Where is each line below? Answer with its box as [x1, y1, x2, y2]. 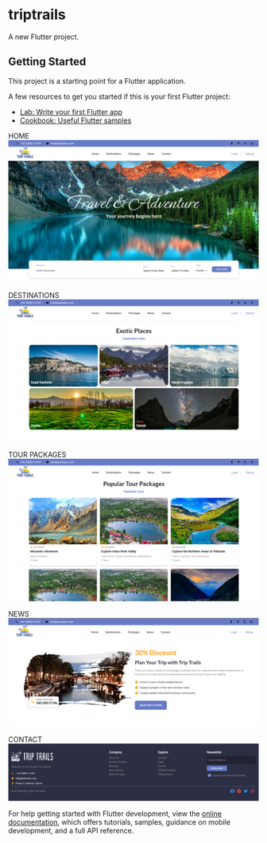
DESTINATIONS [8, 290, 60, 300]
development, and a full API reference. [8, 826, 134, 836]
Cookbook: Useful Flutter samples [19, 116, 132, 125]
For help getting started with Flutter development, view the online [8, 809, 222, 818]
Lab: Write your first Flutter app [19, 107, 123, 116]
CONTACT [8, 735, 42, 744]
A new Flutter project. [8, 32, 79, 41]
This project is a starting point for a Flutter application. [8, 76, 186, 85]
